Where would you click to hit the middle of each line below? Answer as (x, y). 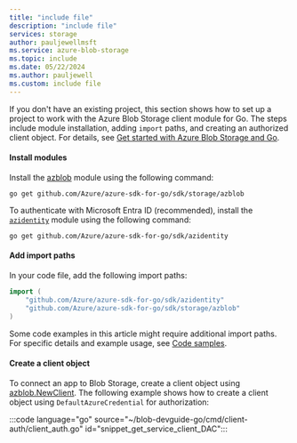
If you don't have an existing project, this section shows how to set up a (140, 109)
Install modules (38, 157)
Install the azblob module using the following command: (112, 177)
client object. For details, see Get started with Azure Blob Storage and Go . (144, 137)
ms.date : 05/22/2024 (48, 68)
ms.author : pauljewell (51, 76)
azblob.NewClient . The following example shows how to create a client (139, 392)
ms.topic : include (43, 59)
